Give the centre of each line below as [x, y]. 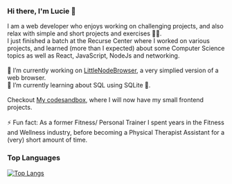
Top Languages [34, 158]
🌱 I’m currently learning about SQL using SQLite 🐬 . [79, 85]
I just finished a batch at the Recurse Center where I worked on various [108, 41]
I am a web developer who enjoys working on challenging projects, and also [115, 26]
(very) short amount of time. [47, 140]
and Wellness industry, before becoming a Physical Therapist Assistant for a [116, 133]
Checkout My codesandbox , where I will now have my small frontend [106, 100]
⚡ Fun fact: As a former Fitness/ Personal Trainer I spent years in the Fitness [116, 123]
